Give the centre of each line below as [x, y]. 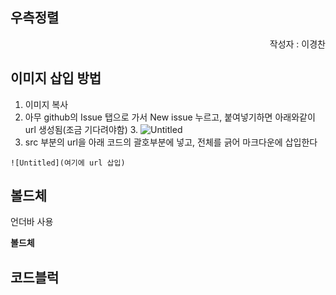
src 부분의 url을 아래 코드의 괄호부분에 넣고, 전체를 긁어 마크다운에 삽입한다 [171, 142]
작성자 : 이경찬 [297, 44]
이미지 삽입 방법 [56, 78]
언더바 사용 [32, 222]
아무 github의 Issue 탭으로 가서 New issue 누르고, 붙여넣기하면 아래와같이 [170, 117]
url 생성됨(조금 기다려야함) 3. [81, 129]
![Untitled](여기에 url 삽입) [68, 163]
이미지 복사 [46, 104]
